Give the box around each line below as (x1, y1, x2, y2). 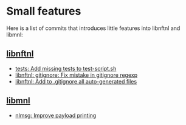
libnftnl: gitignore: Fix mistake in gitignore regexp (15, 71, 138, 79)
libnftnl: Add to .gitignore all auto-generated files (15, 77, 137, 85)
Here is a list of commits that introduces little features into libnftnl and (6, 24, 181, 32)
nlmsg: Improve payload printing (15, 112, 97, 119)
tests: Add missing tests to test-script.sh (15, 65, 117, 72)
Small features (6, 4, 81, 18)
